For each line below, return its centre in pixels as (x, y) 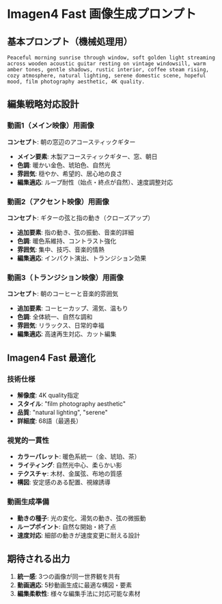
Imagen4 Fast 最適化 (51, 358)
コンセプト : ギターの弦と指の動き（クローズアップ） (81, 217)
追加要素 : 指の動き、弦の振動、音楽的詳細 (75, 232)
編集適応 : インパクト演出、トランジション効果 (82, 258)
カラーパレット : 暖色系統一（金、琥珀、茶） (79, 457)
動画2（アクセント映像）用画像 (58, 202)
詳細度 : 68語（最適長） (50, 421)
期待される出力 (39, 558)
